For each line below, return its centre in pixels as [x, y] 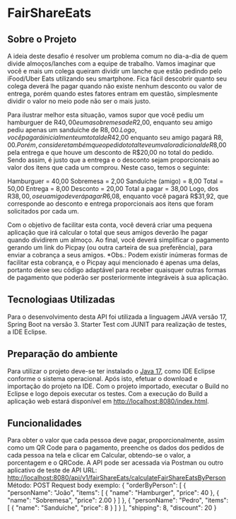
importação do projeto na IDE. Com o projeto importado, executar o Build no [118, 386]
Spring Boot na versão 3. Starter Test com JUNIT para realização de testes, [117, 324]
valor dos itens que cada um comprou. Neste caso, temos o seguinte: [108, 167]
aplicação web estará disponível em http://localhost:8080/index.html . [108, 401]
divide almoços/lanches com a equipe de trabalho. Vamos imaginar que [112, 64]
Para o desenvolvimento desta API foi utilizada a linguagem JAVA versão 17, [117, 317]
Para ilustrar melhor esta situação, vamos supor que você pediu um [106, 115]
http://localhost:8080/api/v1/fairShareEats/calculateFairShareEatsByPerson [117, 478]
